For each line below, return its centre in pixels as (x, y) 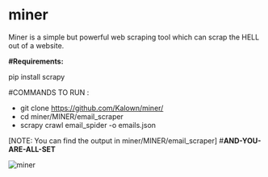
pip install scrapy (37, 76)
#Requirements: (36, 61)
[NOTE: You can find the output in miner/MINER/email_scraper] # (116, 140)
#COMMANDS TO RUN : (49, 92)
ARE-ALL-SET (32, 149)
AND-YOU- (242, 140)
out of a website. (36, 45)
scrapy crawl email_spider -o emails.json (88, 125)
